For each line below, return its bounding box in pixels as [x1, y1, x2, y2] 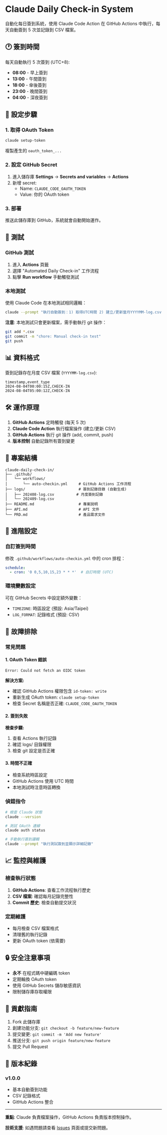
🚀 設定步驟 [5, 110, 37, 119]
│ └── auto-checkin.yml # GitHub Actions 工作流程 [5, 481, 132, 486]
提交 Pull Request [12, 1044, 48, 1050]
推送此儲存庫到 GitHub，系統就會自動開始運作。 [5, 217, 103, 223]
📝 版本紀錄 [5, 1059, 37, 1068]
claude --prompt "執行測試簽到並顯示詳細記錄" [5, 841, 93, 847]
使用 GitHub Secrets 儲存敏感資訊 [12, 982, 81, 988]
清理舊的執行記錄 [12, 932, 48, 938]
